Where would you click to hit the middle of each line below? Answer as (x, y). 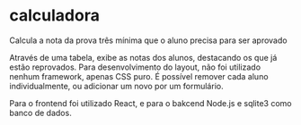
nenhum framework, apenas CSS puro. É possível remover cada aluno (139, 76)
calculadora (55, 16)
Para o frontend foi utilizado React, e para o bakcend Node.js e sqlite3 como (150, 103)
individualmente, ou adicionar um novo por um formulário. (116, 86)
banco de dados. (40, 112)
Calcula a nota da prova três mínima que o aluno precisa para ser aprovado (148, 40)
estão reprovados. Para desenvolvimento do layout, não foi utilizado (135, 67)
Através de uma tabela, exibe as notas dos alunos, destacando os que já (143, 57)
